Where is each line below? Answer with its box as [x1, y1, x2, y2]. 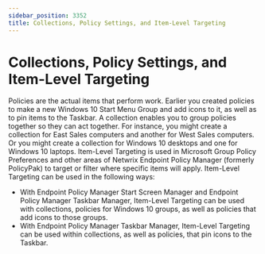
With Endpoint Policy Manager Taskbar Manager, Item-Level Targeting [19, 221, 251, 231]
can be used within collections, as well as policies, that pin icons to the [19, 229, 252, 239]
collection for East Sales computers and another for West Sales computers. [8, 130, 255, 140]
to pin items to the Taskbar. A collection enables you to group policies [8, 113, 236, 123]
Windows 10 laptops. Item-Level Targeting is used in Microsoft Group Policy [8, 147, 257, 156]
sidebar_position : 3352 [8, 11, 88, 20]
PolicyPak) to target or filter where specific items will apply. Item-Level [8, 164, 240, 173]
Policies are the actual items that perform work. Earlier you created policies [8, 96, 255, 106]
